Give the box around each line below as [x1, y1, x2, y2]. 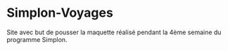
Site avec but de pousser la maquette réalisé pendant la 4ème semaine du [6, 28, 222, 36]
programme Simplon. [6, 35, 68, 43]
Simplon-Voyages [6, 5, 113, 21]
